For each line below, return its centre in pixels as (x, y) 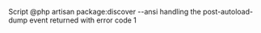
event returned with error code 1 (83, 20)
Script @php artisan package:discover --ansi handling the (105, 12)
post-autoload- (228, 12)
